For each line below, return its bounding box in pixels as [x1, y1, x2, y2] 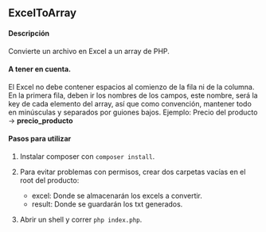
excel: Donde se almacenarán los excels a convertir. [31, 191, 203, 200]
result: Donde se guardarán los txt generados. [31, 199, 183, 209]
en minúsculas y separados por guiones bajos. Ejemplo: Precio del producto [8, 107, 258, 117]
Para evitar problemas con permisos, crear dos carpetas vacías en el [19, 167, 246, 176]
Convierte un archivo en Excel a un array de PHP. [8, 46, 170, 56]
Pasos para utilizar [8, 134, 72, 144]
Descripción [8, 28, 50, 38]
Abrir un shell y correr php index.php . [19, 215, 143, 224]
